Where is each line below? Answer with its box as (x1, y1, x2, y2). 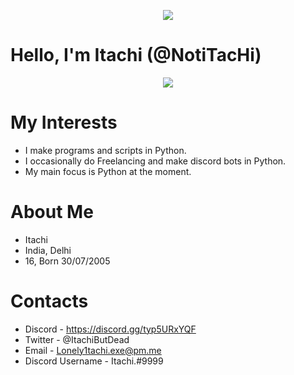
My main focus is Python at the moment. (24, 165, 192, 177)
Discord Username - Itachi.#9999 (24, 355, 164, 367)
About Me (10, 201, 94, 224)
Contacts (10, 290, 89, 312)
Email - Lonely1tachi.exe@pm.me (24, 344, 162, 356)
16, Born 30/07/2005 (24, 255, 111, 267)
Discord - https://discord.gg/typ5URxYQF (24, 323, 197, 335)
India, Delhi (24, 244, 72, 256)
